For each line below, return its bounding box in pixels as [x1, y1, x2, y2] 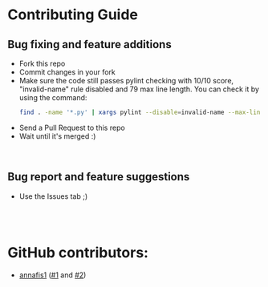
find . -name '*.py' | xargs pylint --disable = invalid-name [18, 108, 225, 116]
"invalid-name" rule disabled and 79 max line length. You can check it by [18, 84, 260, 94]
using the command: [18, 93, 87, 102]
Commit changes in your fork [18, 67, 116, 77]
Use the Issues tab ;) [18, 191, 88, 201]
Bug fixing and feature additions [7, 38, 172, 51]
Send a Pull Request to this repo [18, 123, 125, 132]
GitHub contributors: [7, 243, 149, 261]
